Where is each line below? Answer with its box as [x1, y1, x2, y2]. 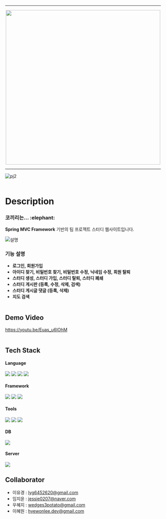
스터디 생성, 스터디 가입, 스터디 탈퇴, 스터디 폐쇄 [12, 275, 104, 281]
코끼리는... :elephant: [5, 215, 55, 221]
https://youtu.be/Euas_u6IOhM [5, 327, 68, 333]
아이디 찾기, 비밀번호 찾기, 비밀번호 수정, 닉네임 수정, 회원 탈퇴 [12, 269, 131, 275]
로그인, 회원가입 [12, 262, 43, 268]
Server [5, 451, 20, 457]
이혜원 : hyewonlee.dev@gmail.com [12, 508, 84, 514]
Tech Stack [5, 346, 41, 354]
